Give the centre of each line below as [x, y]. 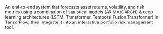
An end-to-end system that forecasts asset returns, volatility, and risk [75, 7]
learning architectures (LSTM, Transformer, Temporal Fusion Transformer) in [82, 17]
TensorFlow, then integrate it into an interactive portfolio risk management [79, 22]
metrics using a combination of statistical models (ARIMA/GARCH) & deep [79, 12]
